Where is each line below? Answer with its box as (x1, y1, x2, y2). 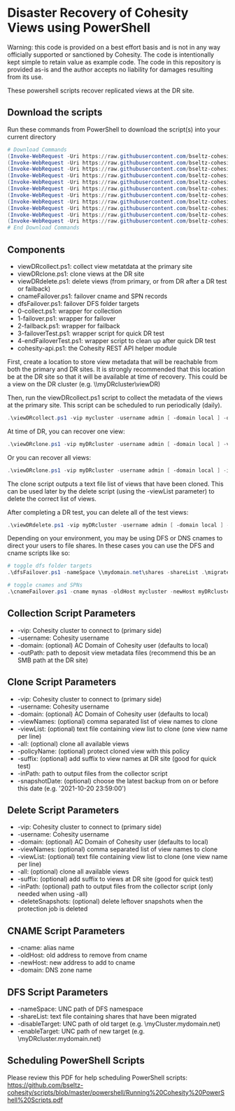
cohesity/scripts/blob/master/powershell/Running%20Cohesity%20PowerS (7, 1088, 225, 1096)
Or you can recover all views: (7, 453, 92, 461)
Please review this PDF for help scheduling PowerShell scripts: (7, 1073, 187, 1082)
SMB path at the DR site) (17, 656, 89, 664)
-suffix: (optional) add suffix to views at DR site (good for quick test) (17, 875, 214, 883)
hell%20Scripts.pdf (7, 1096, 63, 1104)
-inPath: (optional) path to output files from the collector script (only (17, 882, 213, 890)
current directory (7, 132, 57, 141)
